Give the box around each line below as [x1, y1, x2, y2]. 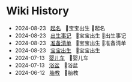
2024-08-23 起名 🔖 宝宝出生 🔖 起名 [14, 24, 106, 31]
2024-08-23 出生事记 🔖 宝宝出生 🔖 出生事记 [14, 31, 127, 39]
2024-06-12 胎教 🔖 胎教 [14, 69, 79, 76]
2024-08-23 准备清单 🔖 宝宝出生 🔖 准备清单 [14, 39, 127, 46]
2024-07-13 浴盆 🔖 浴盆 [14, 61, 79, 69]
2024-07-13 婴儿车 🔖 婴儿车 [14, 54, 89, 61]
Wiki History [6, 4, 70, 18]
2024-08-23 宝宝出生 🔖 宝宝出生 [14, 46, 101, 54]
